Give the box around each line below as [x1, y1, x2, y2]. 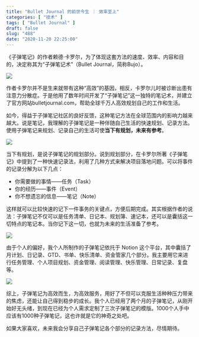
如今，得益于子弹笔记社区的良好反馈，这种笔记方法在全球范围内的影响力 [6, 112, 182, 119]
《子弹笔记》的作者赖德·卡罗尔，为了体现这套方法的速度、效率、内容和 [6, 53, 179, 60]
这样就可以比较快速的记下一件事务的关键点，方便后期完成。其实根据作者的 [6, 205, 188, 212]
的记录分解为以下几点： [6, 166, 63, 172]
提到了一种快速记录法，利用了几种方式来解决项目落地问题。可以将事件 [21, 158, 193, 165]
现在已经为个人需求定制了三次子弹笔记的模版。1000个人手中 [42, 305, 190, 311]
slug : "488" [6, 31, 36, 37]
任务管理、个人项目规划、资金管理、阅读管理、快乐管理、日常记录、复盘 [11, 259, 188, 266]
